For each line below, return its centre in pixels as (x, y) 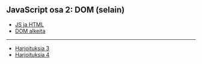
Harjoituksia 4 (32, 54)
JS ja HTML (29, 24)
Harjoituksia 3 (32, 48)
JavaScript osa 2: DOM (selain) (66, 10)
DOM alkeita (30, 31)
